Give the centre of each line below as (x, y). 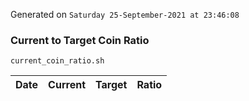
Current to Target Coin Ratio (80, 40)
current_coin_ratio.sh (57, 61)
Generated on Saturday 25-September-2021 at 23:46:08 (125, 14)
